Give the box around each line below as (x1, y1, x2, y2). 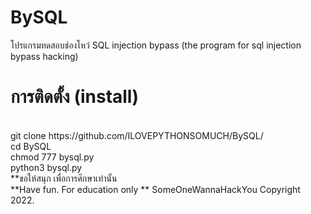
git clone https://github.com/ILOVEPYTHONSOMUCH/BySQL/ (10, 129, 264, 141)
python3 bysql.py (10, 161, 83, 173)
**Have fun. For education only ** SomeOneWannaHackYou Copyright (10, 183, 301, 195)
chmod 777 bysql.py (10, 151, 95, 163)
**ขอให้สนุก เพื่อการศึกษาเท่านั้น (10, 172, 118, 184)
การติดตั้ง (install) (10, 86, 140, 108)
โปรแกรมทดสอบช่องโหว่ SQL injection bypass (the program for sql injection (10, 39, 302, 51)
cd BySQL (10, 140, 52, 152)
